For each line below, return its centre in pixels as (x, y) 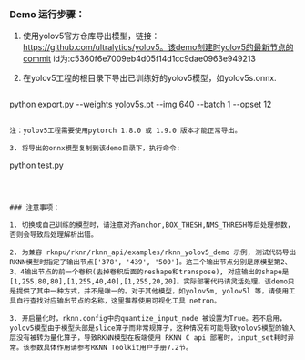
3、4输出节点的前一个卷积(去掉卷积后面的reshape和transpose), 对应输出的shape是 (149, 272)
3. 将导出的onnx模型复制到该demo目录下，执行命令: (95, 149)
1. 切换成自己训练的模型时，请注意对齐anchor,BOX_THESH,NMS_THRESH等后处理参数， (152, 225)
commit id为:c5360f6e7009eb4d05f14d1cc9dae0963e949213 (139, 59)
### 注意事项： (35, 208)
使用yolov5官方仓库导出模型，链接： (91, 36)
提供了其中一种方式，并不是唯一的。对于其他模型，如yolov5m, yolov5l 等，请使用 (152, 292)
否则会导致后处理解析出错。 (54, 235)
